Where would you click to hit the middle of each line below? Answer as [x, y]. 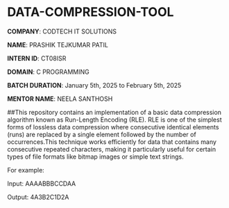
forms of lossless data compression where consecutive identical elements [113, 127]
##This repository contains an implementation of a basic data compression [114, 112]
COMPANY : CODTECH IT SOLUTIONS [62, 31]
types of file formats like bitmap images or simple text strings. [95, 157]
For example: [26, 170]
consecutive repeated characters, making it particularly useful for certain [112, 149]
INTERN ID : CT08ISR [37, 58]
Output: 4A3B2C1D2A [38, 197]
